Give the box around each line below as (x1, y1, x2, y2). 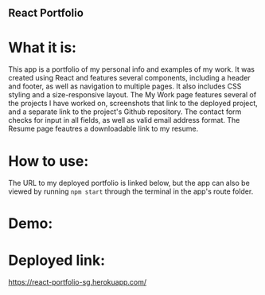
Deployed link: (8, 251, 106, 269)
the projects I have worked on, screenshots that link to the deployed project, (8, 99, 259, 108)
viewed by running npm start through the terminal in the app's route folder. (8, 187, 254, 196)
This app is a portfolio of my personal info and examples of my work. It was (8, 65, 255, 74)
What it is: (8, 38, 77, 57)
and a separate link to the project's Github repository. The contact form (8, 107, 242, 116)
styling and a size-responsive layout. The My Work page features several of (8, 90, 257, 100)
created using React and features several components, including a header (8, 73, 251, 83)
